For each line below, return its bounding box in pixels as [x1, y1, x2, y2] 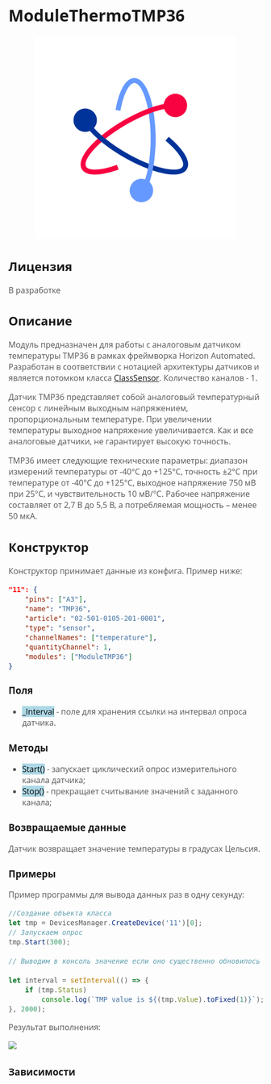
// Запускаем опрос [8, 928, 83, 937]
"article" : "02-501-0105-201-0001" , [24, 614, 166, 623]
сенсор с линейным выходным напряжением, [8, 402, 189, 415]
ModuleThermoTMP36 [8, 3, 186, 27]
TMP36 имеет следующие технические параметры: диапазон [8, 455, 248, 467]
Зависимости [8, 1065, 76, 1078]
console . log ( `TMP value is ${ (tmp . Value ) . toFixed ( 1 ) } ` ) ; [41, 995, 265, 1004]
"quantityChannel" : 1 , [24, 642, 112, 652]
